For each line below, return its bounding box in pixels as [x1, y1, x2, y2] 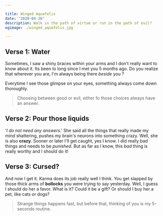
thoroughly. [5, 86, 28, 92]
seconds [17, 206, 35, 212]
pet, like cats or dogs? [5, 191, 50, 197]
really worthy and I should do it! [5, 148, 69, 154]
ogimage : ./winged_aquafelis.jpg [5, 25, 73, 30]
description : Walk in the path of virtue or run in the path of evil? [5, 21, 152, 25]
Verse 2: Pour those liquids [5, 115, 90, 123]
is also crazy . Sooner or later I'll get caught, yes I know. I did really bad [5, 138, 148, 144]
